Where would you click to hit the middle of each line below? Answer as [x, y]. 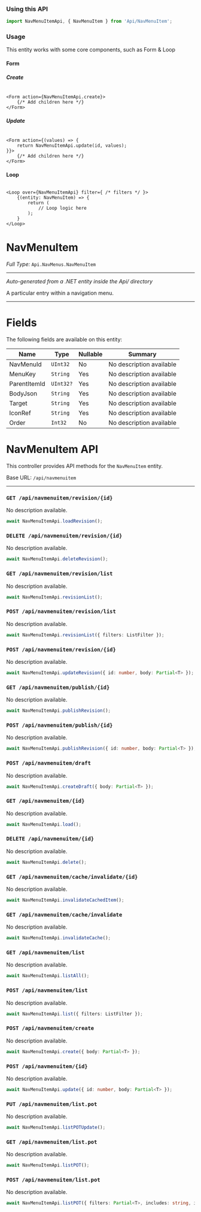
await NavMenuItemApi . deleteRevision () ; [57, 559]
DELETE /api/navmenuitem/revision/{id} [64, 536]
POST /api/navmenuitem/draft [49, 763]
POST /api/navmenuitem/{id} [47, 1066]
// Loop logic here [62, 208]
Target [19, 403]
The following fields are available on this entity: [64, 340]
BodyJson [23, 394]
